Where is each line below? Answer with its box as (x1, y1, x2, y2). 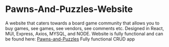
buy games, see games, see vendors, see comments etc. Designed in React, (5, 25, 164, 31)
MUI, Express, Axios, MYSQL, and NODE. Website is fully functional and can (5, 30, 163, 36)
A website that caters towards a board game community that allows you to (5, 20, 160, 26)
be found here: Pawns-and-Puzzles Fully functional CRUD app (5, 36, 135, 42)
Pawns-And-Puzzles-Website (5, 3, 133, 15)
